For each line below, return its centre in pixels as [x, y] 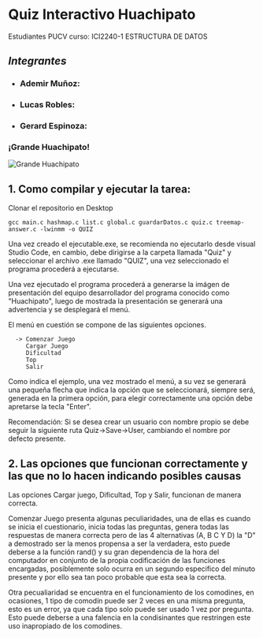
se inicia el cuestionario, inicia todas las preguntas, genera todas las [119, 527]
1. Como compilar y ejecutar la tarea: [100, 189]
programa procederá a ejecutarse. [64, 269]
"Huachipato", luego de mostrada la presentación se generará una [115, 301]
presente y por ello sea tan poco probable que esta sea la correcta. [117, 577]
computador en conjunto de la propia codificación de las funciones [117, 561]
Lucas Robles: [47, 105]
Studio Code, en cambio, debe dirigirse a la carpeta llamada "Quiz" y [120, 252]
